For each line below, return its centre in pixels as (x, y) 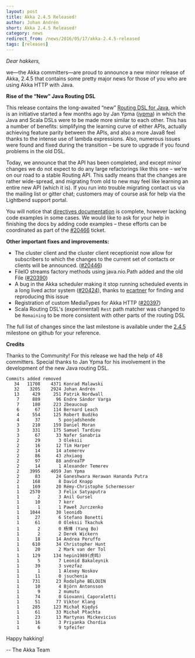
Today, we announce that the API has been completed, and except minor (94, 163)
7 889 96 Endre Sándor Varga (64, 399)
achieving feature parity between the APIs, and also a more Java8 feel (91, 132)
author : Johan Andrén (32, 22)
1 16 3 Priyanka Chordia (61, 622)
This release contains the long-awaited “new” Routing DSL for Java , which (96, 107)
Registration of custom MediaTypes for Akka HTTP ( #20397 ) (88, 302)
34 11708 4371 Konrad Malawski (59, 384)
